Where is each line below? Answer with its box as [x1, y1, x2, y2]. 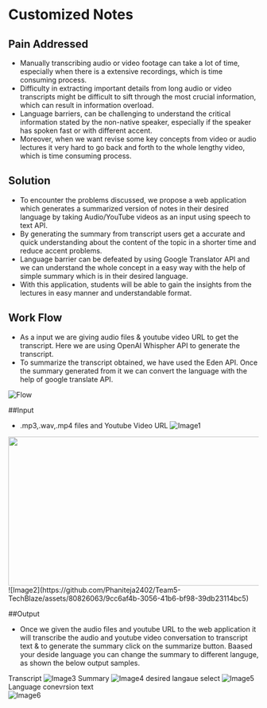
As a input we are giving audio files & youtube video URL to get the [19, 332, 239, 342]
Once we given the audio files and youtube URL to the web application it [19, 624, 257, 633]
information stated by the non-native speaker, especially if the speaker [19, 118, 252, 126]
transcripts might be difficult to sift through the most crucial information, [19, 92, 257, 101]
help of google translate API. [19, 374, 114, 384]
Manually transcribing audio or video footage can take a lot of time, [19, 58, 240, 68]
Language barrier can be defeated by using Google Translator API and [19, 254, 250, 264]
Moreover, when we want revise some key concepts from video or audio [19, 134, 257, 144]
